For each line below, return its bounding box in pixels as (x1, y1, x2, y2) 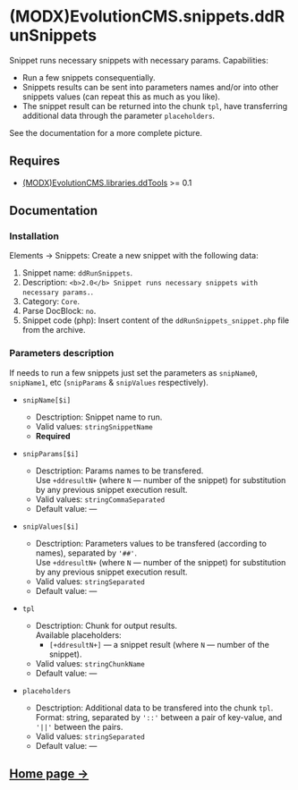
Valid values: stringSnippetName (35, 420, 154, 431)
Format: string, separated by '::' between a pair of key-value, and (35, 711, 283, 722)
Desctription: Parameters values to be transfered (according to (35, 538, 267, 548)
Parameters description (9, 347, 115, 360)
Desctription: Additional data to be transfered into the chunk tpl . (35, 702, 274, 713)
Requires (9, 154, 61, 169)
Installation (9, 230, 60, 242)
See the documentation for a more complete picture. (9, 127, 203, 138)
